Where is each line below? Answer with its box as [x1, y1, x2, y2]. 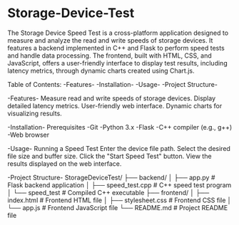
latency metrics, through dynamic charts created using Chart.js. [7, 66, 195, 75]
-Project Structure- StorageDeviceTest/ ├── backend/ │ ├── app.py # [7, 173, 215, 182]
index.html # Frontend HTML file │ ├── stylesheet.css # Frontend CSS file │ [7, 196, 232, 204]
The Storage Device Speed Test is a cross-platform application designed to [7, 28, 229, 37]
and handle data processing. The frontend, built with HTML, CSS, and [7, 51, 212, 60]
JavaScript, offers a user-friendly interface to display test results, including [7, 58, 228, 67]
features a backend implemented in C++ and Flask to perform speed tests [7, 43, 225, 52]
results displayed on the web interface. [7, 159, 122, 168]
